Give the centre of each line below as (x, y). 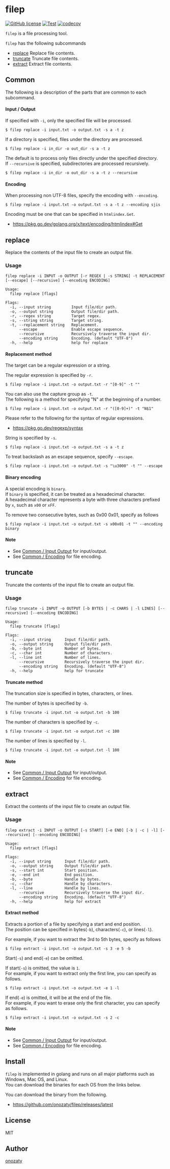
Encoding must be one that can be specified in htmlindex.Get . (70, 214)
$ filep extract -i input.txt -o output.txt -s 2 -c (62, 1018)
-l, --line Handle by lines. (55, 888)
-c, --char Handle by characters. (61, 884)
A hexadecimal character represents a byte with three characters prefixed (83, 499)
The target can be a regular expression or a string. (58, 366)
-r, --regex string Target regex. (55, 316)
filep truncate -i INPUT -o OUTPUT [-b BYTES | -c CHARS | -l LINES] (81, 608)
